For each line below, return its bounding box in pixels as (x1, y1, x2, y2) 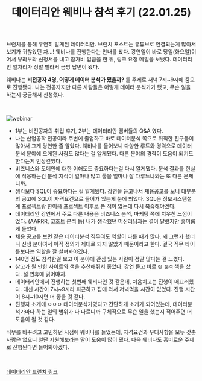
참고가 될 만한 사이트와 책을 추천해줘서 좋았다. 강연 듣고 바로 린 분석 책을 (14, 263, 185, 270)
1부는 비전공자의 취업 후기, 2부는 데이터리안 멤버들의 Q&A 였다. (14, 127, 164, 134)
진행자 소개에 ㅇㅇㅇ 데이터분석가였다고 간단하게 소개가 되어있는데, (14, 301, 172, 308)
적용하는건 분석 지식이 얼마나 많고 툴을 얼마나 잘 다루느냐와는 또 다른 (21, 172, 183, 180)
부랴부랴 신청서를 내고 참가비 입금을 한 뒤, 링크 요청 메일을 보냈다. (17, 55, 172, 63)
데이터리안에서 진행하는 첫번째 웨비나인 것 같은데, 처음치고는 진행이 (14, 278, 173, 285)
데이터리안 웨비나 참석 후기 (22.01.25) (11, 5, 191, 19)
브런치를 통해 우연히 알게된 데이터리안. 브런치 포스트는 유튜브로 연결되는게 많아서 (6, 40, 197, 48)
